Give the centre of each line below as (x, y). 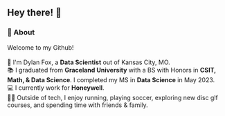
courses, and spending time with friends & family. (78, 105)
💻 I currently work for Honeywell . (56, 88)
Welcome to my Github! (40, 47)
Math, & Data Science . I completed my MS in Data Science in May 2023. (111, 79)
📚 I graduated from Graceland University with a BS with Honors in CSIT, (111, 70)
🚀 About (21, 32)
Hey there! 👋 (35, 13)
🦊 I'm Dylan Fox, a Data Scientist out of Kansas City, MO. (89, 62)
